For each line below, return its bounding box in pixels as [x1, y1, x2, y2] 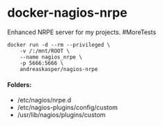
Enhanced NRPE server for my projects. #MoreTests [7, 28, 157, 36]
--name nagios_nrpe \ [20, 54, 82, 61]
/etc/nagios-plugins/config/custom [17, 103, 118, 112]
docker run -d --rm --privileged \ [7, 41, 111, 48]
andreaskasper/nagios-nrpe [20, 65, 98, 72]
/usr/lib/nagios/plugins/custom [17, 111, 106, 119]
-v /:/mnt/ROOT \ [20, 47, 70, 54]
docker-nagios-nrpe [7, 5, 127, 21]
